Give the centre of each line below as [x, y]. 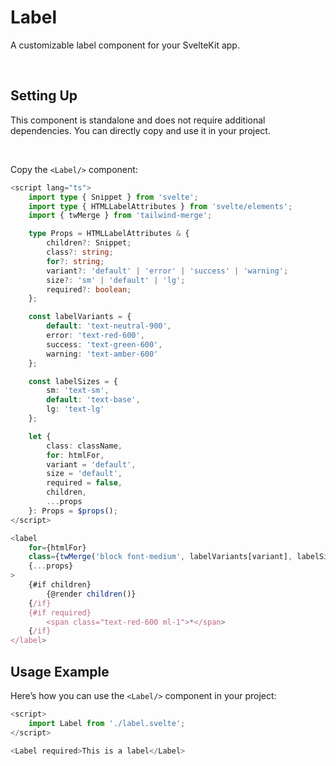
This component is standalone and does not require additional [138, 120]
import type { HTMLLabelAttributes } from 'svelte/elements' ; [160, 206]
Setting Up [44, 96]
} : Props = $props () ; [73, 511]
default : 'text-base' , [93, 400]
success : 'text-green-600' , [104, 344]
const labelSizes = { [73, 381]
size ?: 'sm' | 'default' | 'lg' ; [116, 280]
